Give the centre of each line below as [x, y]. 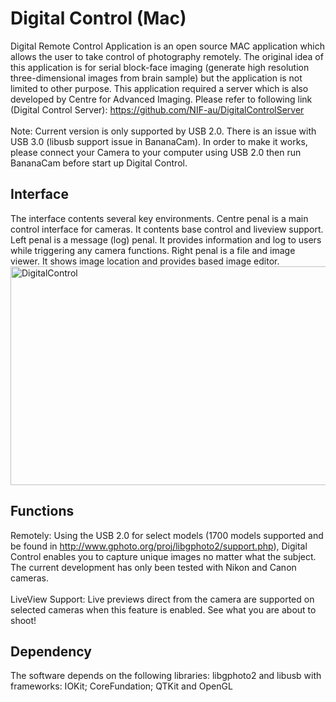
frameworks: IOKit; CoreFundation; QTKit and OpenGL [121, 686]
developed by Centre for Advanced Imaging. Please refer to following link [161, 99]
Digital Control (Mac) [98, 18]
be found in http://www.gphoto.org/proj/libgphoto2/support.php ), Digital [159, 546]
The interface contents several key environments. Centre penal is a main [159, 218]
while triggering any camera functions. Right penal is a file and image [153, 250]
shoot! [23, 620]
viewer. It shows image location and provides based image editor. [145, 261]
